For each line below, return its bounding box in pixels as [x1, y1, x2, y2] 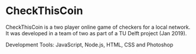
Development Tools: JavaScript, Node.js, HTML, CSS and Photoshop [5, 41, 173, 48]
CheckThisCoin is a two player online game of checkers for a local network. [5, 23, 191, 31]
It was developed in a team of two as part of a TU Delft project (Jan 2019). [5, 29, 187, 36]
